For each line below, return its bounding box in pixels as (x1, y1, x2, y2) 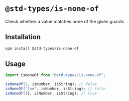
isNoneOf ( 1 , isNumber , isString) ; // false (5, 82, 97, 87)
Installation (5, 33, 41, 41)
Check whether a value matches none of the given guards (5, 18, 125, 24)
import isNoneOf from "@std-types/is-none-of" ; (5, 73, 106, 78)
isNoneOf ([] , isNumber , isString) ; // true (5, 91, 97, 96)
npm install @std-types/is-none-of (5, 46, 79, 51)
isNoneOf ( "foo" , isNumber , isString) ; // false (5, 86, 106, 92)
